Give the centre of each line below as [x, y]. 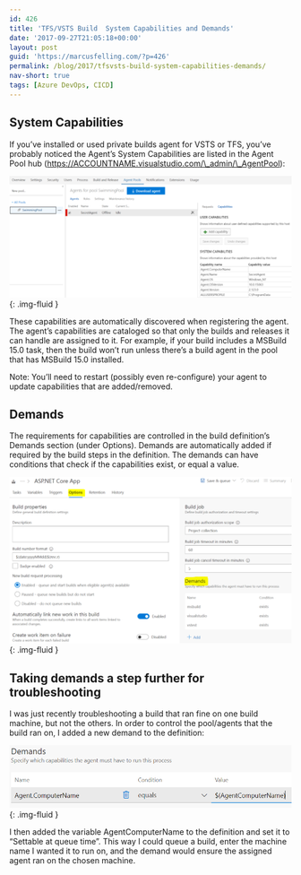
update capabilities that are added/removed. [91, 386]
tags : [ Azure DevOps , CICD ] [62, 85]
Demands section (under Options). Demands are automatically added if [141, 446]
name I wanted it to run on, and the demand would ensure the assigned [141, 851]
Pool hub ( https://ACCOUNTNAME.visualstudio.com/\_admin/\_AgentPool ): [147, 163]
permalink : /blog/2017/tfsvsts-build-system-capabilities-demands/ [138, 66]
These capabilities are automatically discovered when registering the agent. [149, 321]
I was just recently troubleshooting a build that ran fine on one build [134, 714]
